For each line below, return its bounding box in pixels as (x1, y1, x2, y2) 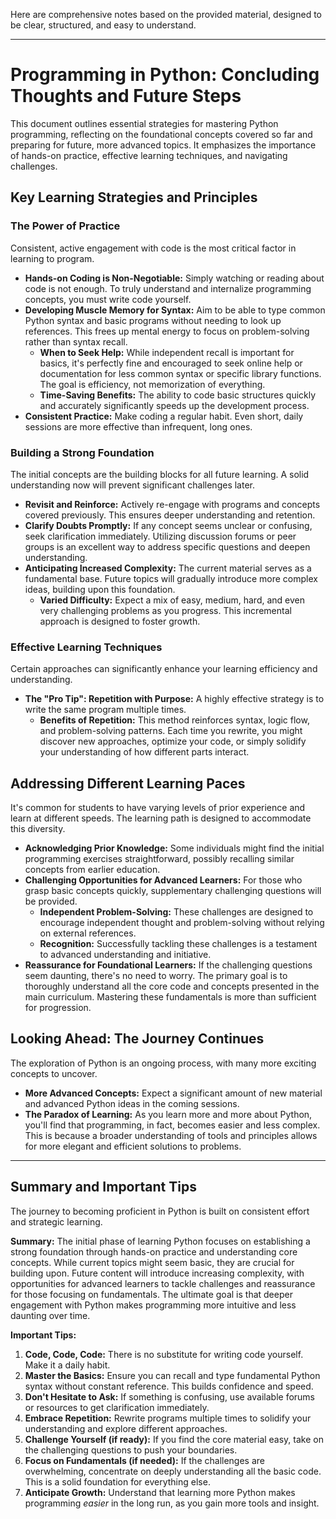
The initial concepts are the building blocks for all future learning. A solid (10, 468, 310, 480)
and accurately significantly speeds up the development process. (39, 399, 310, 411)
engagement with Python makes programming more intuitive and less (10, 1299, 297, 1311)
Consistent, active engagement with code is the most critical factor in (10, 242, 297, 254)
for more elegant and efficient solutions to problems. (24, 1140, 242, 1152)
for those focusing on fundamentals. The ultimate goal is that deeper (10, 1288, 293, 1300)
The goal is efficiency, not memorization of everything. (39, 378, 266, 390)
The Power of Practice (10, 219, 121, 233)
